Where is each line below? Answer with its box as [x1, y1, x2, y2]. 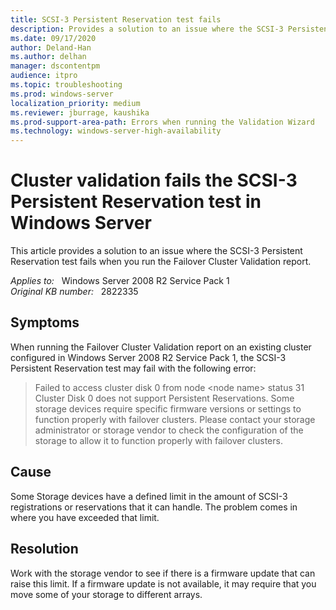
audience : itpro [10, 71, 78, 81]
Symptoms [10, 314, 80, 331]
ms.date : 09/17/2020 [10, 33, 97, 43]
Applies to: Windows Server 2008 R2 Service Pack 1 [10, 275, 230, 287]
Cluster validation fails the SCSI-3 [10, 169, 298, 192]
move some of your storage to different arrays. [10, 588, 203, 600]
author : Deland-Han [10, 42, 92, 53]
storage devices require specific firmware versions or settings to [34, 402, 302, 415]
